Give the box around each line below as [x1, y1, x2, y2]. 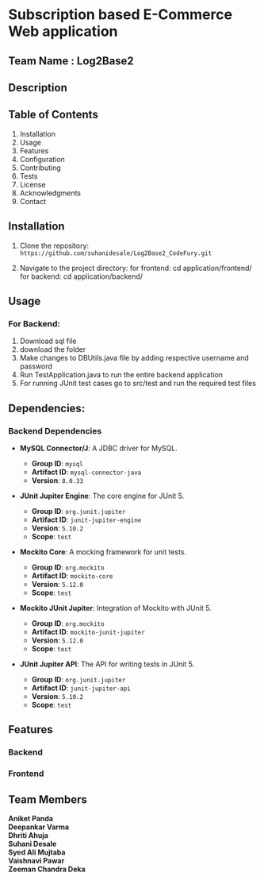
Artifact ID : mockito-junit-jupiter [31, 627, 145, 636]
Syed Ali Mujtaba [8, 847, 66, 857]
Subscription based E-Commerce [8, 6, 232, 24]
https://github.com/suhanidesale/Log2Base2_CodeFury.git [19, 249, 212, 257]
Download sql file [19, 336, 77, 346]
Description [8, 81, 67, 95]
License [19, 179, 46, 189]
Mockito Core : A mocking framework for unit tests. [19, 546, 187, 557]
